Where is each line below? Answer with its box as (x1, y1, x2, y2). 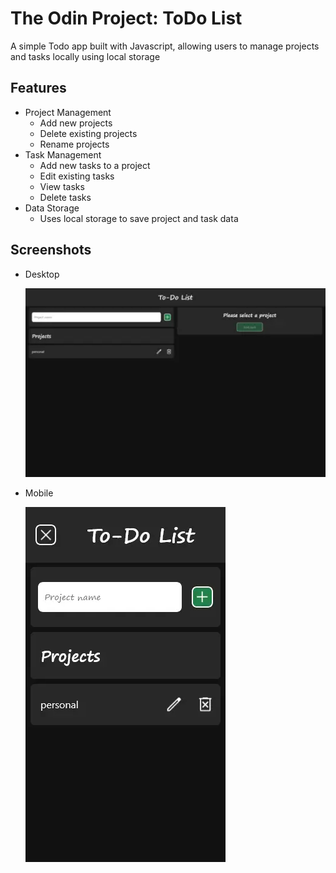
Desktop (24, 268, 60, 280)
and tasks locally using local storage (10, 50, 161, 62)
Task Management (24, 148, 102, 161)
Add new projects (39, 117, 113, 129)
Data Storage (24, 202, 80, 214)
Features (10, 80, 67, 97)
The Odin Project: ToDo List (10, 7, 243, 30)
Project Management (24, 106, 112, 118)
